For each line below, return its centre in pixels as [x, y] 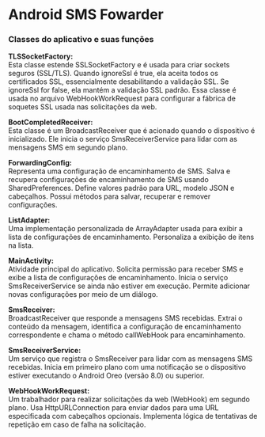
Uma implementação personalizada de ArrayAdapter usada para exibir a [126, 229]
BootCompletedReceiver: [51, 122]
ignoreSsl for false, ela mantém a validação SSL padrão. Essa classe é [122, 90]
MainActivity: [31, 261]
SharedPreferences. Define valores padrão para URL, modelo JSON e [121, 188]
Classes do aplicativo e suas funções [81, 40]
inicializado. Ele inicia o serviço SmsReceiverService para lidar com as [123, 139]
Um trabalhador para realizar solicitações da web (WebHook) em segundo [129, 399]
